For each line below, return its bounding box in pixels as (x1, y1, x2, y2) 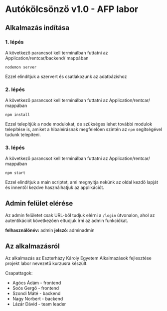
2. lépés (5, 86, 25, 93)
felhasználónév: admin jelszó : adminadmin (5, 227, 95, 233)
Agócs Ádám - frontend (12, 280, 61, 286)
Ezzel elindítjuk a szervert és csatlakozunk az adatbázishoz (5, 73, 127, 79)
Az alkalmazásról (5, 241, 60, 250)
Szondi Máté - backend (12, 290, 61, 296)
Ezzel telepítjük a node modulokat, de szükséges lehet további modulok (5, 121, 153, 127)
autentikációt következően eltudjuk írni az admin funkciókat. (5, 217, 129, 223)
